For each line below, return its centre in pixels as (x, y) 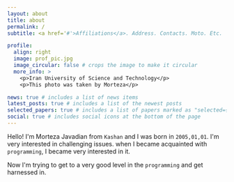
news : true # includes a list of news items (73, 97)
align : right (32, 52)
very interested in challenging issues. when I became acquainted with (107, 144)
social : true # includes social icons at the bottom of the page (104, 117)
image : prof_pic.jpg (43, 59)
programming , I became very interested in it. (69, 151)
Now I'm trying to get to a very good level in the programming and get (105, 165)
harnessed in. (27, 172)
